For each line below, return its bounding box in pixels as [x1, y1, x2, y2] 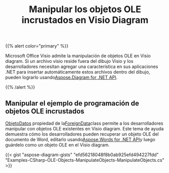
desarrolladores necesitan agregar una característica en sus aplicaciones [5, 63, 158, 70]
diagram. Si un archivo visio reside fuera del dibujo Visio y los [5, 58, 134, 64]
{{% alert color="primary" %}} [5, 43, 69, 49]
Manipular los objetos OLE [28, 4, 142, 15]
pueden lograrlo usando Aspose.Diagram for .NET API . [5, 75, 118, 81]
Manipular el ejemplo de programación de [5, 99, 139, 108]
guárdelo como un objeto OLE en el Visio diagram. [5, 142, 110, 148]
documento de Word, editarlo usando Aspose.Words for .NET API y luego [5, 136, 156, 143]
